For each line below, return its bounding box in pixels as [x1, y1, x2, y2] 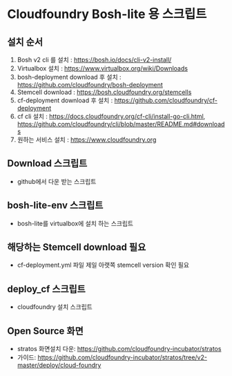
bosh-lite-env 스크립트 [7, 200, 104, 211]
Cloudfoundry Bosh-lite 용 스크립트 [7, 6, 207, 22]
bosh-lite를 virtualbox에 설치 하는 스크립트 [17, 219, 133, 227]
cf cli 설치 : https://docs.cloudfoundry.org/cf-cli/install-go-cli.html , [17, 112, 206, 120]
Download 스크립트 [7, 158, 88, 169]
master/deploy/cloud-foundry [17, 361, 101, 370]
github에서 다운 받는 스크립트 [17, 177, 97, 185]
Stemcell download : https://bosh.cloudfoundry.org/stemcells [17, 88, 192, 96]
